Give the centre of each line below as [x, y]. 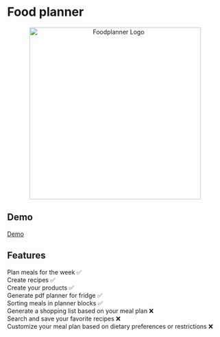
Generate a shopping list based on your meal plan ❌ [81, 311]
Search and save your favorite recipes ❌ [64, 318]
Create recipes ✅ [32, 280]
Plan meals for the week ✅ [45, 272]
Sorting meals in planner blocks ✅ [55, 303]
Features [26, 256]
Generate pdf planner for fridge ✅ [55, 295]
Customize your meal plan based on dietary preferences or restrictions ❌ [110, 326]
